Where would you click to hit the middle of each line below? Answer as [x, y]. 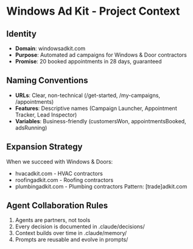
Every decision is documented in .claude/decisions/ [80, 226]
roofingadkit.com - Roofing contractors [64, 180]
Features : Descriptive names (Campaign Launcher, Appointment [96, 108]
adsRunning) [31, 128]
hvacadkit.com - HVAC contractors [59, 173]
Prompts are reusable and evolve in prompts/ [72, 240]
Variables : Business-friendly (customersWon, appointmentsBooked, [101, 121]
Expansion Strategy [44, 147]
